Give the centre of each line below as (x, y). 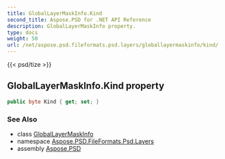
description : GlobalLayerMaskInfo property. (71, 26)
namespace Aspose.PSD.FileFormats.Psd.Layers (85, 141)
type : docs (23, 32)
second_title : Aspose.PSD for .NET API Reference (79, 20)
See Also (22, 119)
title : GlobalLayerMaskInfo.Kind (55, 13)
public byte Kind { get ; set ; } (53, 102)
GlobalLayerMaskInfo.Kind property (86, 86)
